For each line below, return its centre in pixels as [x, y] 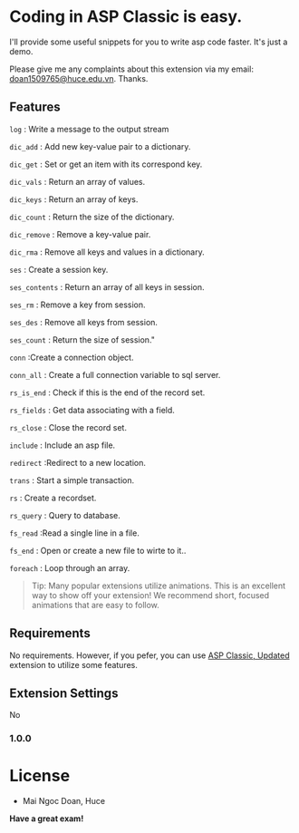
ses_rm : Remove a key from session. [78, 305]
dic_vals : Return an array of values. [77, 181]
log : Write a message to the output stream [89, 129]
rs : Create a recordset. [53, 498]
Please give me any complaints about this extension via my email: [131, 69]
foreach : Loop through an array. [70, 567]
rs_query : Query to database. [65, 515]
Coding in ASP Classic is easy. [126, 17]
